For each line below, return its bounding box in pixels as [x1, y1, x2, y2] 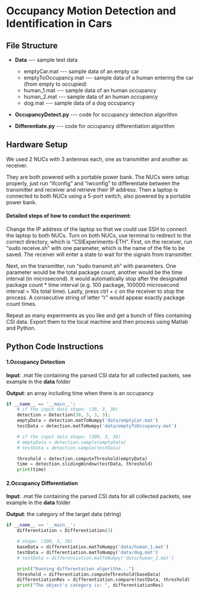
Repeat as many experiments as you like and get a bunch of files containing [6, 312, 192, 319]
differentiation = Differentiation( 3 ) [17, 528, 113, 534]
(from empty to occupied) [23, 80, 87, 87]
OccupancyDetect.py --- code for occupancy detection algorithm [14, 111, 178, 118]
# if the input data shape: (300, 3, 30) [17, 433, 121, 440]
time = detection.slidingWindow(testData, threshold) [17, 461, 153, 467]
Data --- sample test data [14, 57, 78, 63]
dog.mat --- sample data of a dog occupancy [23, 99, 135, 107]
